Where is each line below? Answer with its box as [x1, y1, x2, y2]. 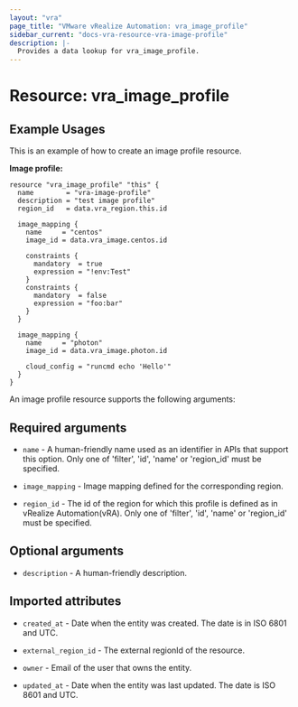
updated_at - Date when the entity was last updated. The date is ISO [22, 679, 276, 691]
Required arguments [9, 420, 127, 435]
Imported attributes [9, 593, 122, 609]
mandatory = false [33, 291, 107, 301]
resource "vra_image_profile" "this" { [9, 181, 160, 190]
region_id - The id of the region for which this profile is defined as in [22, 498, 278, 508]
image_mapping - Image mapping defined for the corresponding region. [22, 480, 284, 491]
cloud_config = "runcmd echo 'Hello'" [25, 362, 172, 371]
